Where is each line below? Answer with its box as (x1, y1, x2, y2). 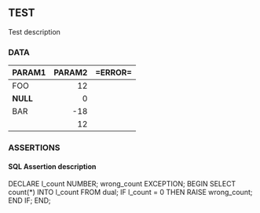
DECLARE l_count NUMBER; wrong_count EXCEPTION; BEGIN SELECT (8, 179, 236, 189)
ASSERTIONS (8, 142, 60, 153)
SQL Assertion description (8, 161, 97, 171)
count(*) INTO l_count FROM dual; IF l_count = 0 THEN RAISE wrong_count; (8, 188, 253, 197)
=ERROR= (95, 67, 132, 78)
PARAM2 (53, 67, 88, 78)
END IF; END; (8, 196, 51, 205)
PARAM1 (12, 67, 46, 78)
